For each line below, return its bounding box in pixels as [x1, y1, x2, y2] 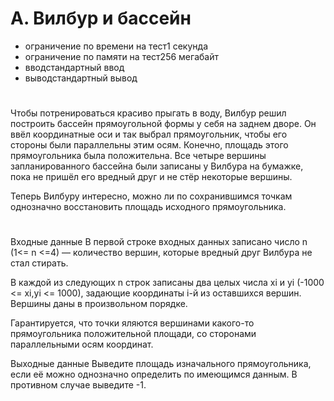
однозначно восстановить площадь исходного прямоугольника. [10, 201, 287, 213]
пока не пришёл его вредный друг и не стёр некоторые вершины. [10, 171, 293, 183]
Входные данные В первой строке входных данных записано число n [10, 236, 308, 248]
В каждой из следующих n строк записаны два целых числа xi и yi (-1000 [10, 277, 325, 289]
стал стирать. [10, 257, 69, 269]
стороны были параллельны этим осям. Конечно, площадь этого [10, 139, 289, 151]
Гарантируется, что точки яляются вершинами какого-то [10, 317, 255, 329]
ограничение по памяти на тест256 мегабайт [24, 50, 219, 62]
